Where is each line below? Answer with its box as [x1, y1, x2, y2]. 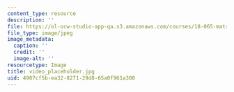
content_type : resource [7, 10, 77, 17]
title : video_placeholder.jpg [7, 68, 95, 75]
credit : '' [13, 49, 45, 56]
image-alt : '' [13, 55, 54, 62]
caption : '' [13, 42, 49, 49]
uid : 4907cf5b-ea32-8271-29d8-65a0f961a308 [7, 74, 136, 82]
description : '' [7, 17, 54, 24]
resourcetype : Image [7, 62, 68, 68]
